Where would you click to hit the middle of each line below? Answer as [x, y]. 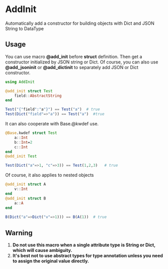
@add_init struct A [26, 184]
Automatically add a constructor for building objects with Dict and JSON [80, 23]
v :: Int [21, 189]
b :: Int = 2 [23, 142]
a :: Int [21, 138]
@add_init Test [21, 156]
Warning [19, 233]
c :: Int [21, 147]
